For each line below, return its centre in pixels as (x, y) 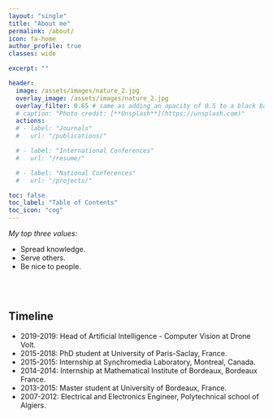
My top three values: (43, 233)
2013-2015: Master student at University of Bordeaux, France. (123, 388)
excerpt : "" (28, 69)
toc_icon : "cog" (36, 211)
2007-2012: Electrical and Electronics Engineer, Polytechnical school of (140, 396)
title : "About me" (39, 24)
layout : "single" (38, 16)
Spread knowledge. (53, 249)
